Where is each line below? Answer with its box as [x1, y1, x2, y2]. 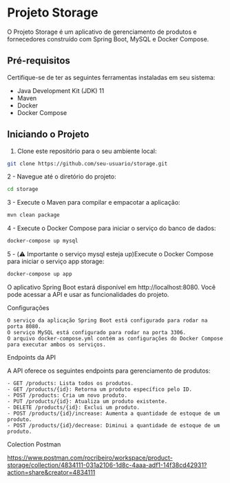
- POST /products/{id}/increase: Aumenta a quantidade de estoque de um [7, 410, 220, 417]
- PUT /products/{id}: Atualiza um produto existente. [7, 398, 168, 404]
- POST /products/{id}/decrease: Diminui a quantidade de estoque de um [7, 422, 220, 429]
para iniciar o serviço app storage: [7, 257, 105, 266]
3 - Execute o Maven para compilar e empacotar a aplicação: [7, 198, 180, 207]
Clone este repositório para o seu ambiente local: [17, 147, 157, 155]
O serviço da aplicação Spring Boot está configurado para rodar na [7, 317, 208, 324]
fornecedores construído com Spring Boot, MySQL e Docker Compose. [7, 34, 209, 43]
